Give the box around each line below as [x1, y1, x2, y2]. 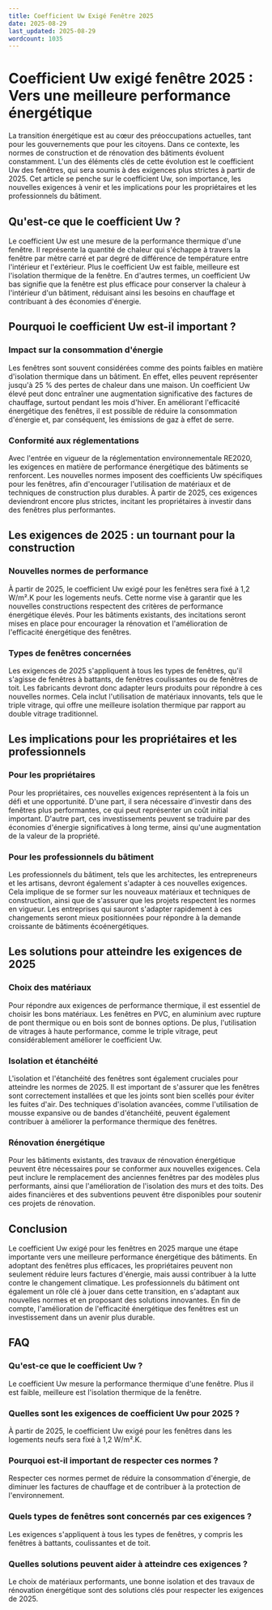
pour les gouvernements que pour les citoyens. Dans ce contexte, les [8, 140, 240, 149]
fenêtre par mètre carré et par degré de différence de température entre [8, 253, 249, 263]
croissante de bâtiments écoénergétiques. [8, 921, 150, 931]
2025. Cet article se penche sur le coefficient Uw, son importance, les [8, 174, 241, 183]
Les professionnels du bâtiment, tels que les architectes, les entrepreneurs [8, 869, 257, 879]
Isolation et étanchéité [8, 1055, 99, 1066]
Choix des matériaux [8, 982, 91, 993]
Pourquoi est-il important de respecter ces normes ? [8, 1454, 219, 1466]
